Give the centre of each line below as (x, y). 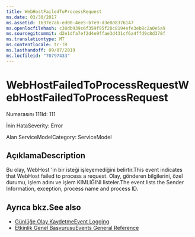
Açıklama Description (46, 156)
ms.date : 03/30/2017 (32, 17)
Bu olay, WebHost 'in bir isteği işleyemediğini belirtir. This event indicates (94, 170)
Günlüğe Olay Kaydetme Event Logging (62, 222)
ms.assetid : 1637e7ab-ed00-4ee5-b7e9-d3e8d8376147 (70, 23)
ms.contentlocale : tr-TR (37, 45)
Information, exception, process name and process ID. (72, 189)
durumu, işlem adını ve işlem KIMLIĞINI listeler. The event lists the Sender (95, 182)
